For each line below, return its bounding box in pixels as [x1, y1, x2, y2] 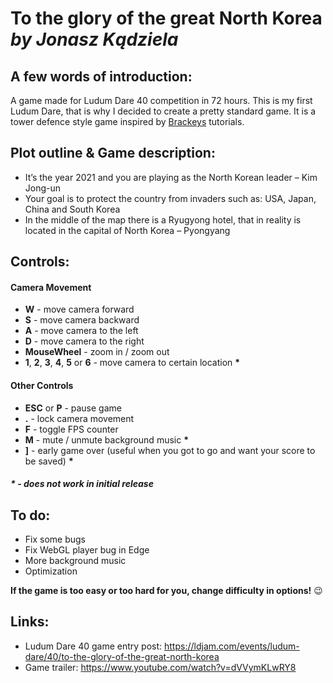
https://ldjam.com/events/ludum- [164, 640, 300, 652]
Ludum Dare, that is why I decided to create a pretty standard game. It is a [10, 105, 317, 117]
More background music [24, 555, 127, 567]
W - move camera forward [24, 303, 135, 316]
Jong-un [24, 182, 62, 194]
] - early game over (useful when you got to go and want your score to [24, 444, 316, 456]
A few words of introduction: [10, 68, 193, 85]
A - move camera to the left [24, 325, 139, 337]
